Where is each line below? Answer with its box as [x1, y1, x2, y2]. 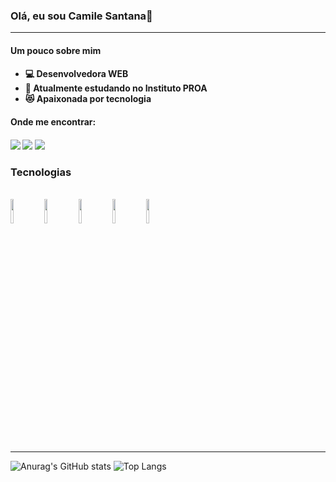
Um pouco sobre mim [10, 44, 102, 56]
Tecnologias [10, 165, 72, 179]
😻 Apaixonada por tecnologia [24, 93, 152, 105]
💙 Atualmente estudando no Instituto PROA [24, 82, 208, 94]
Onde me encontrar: [10, 116, 97, 128]
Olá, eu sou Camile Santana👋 [10, 9, 153, 23]
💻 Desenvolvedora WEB [24, 68, 129, 80]
